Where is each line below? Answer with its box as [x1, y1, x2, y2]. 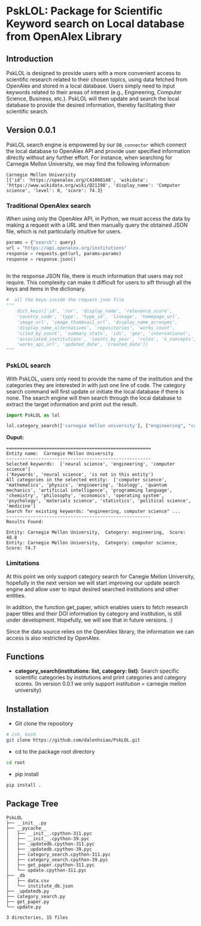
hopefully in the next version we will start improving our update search [6, 579, 180, 586]
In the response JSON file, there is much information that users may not [6, 272, 183, 280]
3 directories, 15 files [6, 914, 68, 921]
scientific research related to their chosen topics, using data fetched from [6, 76, 188, 83]
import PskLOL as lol [6, 412, 60, 418]
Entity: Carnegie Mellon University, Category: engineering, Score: [6, 529, 186, 535]
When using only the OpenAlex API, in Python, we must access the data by [6, 215, 191, 223]
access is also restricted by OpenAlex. [6, 634, 100, 642]
